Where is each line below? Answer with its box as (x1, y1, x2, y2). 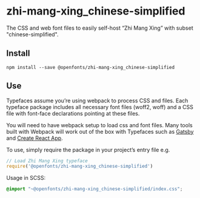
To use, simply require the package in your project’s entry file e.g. (6, 146, 170, 153)
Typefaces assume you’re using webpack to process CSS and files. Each (6, 97, 188, 104)
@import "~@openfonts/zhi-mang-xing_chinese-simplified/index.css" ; (6, 186, 183, 192)
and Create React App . (6, 134, 63, 142)
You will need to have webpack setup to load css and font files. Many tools (6, 121, 193, 128)
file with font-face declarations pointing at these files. (6, 110, 140, 117)
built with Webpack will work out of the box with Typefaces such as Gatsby (6, 128, 194, 135)
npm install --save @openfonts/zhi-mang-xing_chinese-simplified (6, 64, 175, 70)
